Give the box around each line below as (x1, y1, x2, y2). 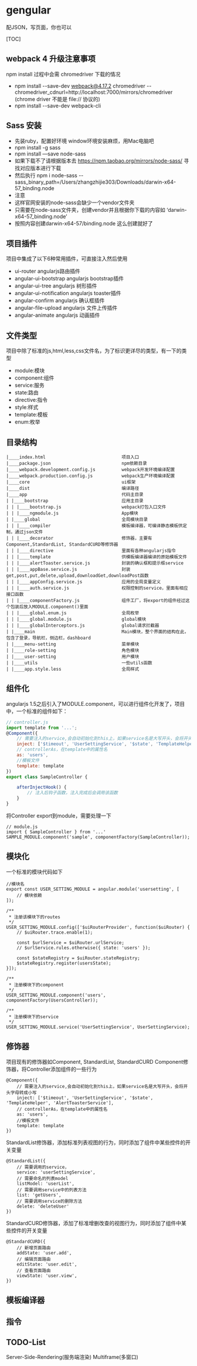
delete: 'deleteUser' (16, 1203, 69, 1209)
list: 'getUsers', (16, 1192, 62, 1198)
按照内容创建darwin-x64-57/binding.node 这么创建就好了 (14, 219, 154, 226)
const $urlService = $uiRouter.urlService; (16, 939, 125, 945)
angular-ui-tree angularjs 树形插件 (14, 282, 97, 289)
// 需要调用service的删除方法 (16, 1198, 83, 1204)
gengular (6, 4, 52, 17)
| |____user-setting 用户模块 (6, 654, 140, 660)
